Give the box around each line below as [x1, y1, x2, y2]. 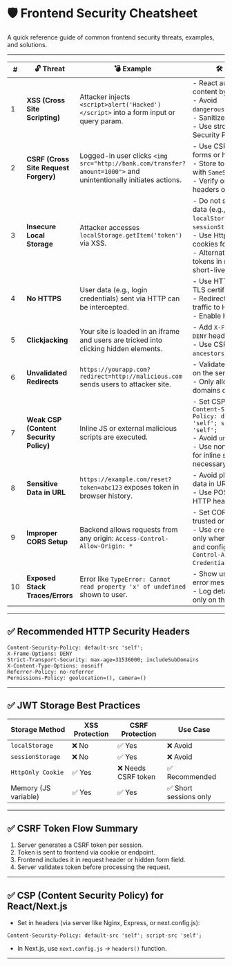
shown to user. [79, 589, 128, 599]
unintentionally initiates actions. [79, 175, 182, 184]
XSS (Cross [26, 95, 66, 105]
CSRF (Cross [26, 154, 70, 163]
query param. [79, 116, 124, 125]
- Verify [192, 176, 219, 186]
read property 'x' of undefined [79, 582, 186, 591]
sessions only [166, 791, 212, 801]
